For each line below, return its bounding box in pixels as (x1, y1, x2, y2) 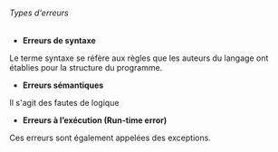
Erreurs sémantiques (22, 80, 104, 90)
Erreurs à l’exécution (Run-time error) (22, 115, 168, 126)
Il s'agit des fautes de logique (9, 98, 120, 109)
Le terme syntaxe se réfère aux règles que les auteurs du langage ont (9, 52, 269, 63)
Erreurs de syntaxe (22, 35, 97, 46)
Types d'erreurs (9, 7, 70, 18)
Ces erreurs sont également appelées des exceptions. (9, 132, 211, 144)
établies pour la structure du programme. (9, 62, 163, 73)
